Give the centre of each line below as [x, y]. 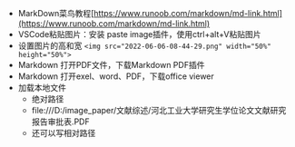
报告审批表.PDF [60, 122]
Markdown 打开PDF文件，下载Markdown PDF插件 [111, 65]
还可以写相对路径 [64, 133]
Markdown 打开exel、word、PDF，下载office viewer [116, 76]
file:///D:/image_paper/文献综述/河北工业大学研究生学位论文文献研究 [159, 110]
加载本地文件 [42, 88]
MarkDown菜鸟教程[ [56, 13]
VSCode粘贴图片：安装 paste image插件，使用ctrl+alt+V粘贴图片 [139, 34]
